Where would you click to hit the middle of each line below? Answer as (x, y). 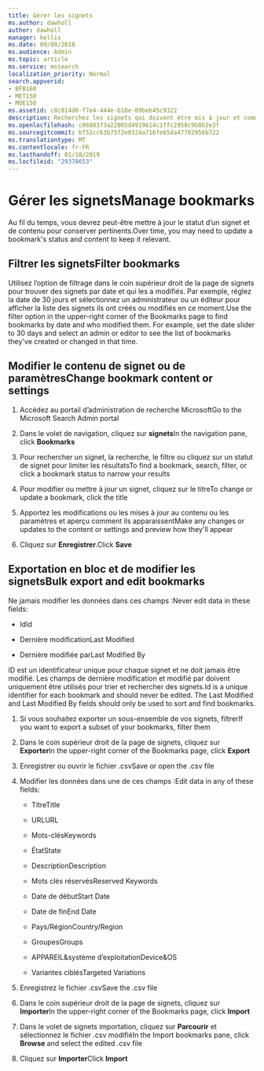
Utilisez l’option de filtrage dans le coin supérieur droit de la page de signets (131, 283)
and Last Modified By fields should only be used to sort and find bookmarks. (132, 703)
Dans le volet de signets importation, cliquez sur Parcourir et (118, 1026)
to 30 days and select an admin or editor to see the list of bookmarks (120, 333)
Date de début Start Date (71, 896)
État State (46, 850)
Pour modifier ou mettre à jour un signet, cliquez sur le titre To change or (136, 489)
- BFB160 (22, 89)
